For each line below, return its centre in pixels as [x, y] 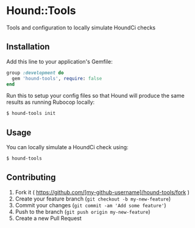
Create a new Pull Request [48, 218]
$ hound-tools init [31, 114]
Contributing [31, 178]
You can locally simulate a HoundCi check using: [68, 147]
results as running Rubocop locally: [51, 102]
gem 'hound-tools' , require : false [57, 78]
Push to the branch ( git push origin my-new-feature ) [83, 211]
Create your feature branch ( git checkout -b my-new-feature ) [93, 199]
